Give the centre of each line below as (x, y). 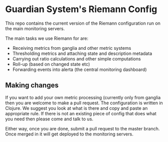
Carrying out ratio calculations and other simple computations (76, 58)
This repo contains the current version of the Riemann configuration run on (83, 23)
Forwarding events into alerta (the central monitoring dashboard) (79, 69)
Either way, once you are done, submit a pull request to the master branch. (82, 128)
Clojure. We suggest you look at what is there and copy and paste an (76, 108)
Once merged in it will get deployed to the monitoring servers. (69, 134)
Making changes (32, 85)
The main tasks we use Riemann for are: (47, 38)
